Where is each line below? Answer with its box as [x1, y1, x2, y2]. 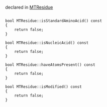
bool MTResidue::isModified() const [5, 84, 82, 89]
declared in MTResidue [5, 5, 53, 10]
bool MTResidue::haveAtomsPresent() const [5, 62, 95, 67]
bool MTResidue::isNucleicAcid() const [5, 40, 89, 45]
